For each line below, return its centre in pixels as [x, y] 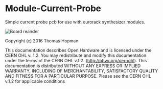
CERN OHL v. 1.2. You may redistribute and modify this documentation [76, 55]
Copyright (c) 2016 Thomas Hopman [42, 41]
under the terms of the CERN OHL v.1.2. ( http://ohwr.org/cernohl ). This [76, 60]
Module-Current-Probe [53, 9]
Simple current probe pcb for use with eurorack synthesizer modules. [75, 22]
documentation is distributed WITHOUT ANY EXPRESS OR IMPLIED [73, 66]
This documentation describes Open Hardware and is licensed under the [78, 50]
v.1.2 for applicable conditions [35, 81]
